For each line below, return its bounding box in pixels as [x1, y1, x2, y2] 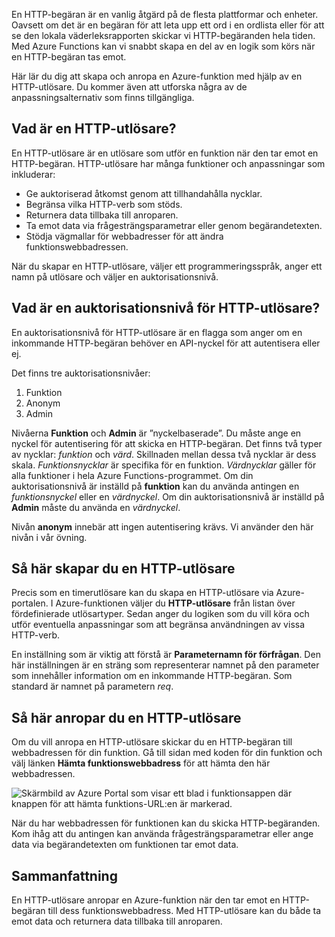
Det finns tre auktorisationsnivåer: [11, 367, 151, 379]
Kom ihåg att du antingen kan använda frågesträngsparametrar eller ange [11, 828, 314, 840]
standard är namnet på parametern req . [11, 680, 174, 693]
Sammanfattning [11, 867, 118, 884]
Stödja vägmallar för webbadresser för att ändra [25, 230, 224, 242]
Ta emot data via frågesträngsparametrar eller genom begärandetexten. [25, 219, 323, 231]
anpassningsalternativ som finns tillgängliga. [11, 92, 195, 103]
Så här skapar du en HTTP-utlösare [11, 560, 236, 578]
